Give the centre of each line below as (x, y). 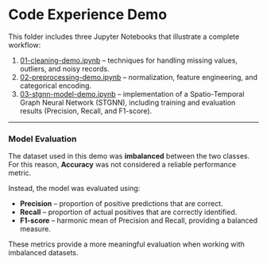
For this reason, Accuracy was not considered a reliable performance (122, 165)
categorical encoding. (56, 86)
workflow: (25, 44)
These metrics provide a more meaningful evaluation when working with (126, 244)
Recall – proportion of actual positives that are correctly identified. (128, 212)
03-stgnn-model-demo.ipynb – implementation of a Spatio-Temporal (132, 94)
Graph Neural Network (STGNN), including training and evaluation (128, 102)
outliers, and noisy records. (64, 68)
